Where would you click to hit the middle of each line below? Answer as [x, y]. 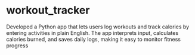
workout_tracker [48, 10]
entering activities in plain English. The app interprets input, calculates [92, 33]
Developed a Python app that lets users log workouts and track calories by [98, 27]
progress [17, 46]
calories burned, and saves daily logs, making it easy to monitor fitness [93, 39]
